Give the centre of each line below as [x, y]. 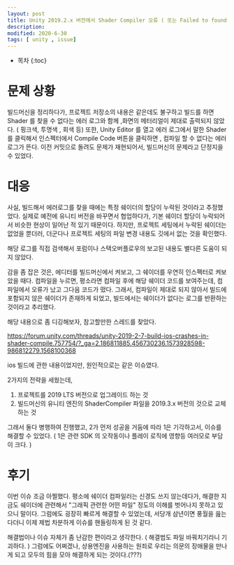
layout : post [26, 14]
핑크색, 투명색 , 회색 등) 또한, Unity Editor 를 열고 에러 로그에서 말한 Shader [123, 129]
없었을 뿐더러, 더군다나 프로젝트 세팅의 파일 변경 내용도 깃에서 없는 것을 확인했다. [117, 234]
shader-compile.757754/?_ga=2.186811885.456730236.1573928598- [106, 343]
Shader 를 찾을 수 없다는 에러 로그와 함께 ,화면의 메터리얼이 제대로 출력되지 [109, 121]
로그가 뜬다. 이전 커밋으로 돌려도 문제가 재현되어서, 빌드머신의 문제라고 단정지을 [115, 147]
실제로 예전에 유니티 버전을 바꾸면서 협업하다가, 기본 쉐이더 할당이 [111, 216]
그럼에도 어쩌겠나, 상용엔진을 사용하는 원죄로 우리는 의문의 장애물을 [123, 545]
